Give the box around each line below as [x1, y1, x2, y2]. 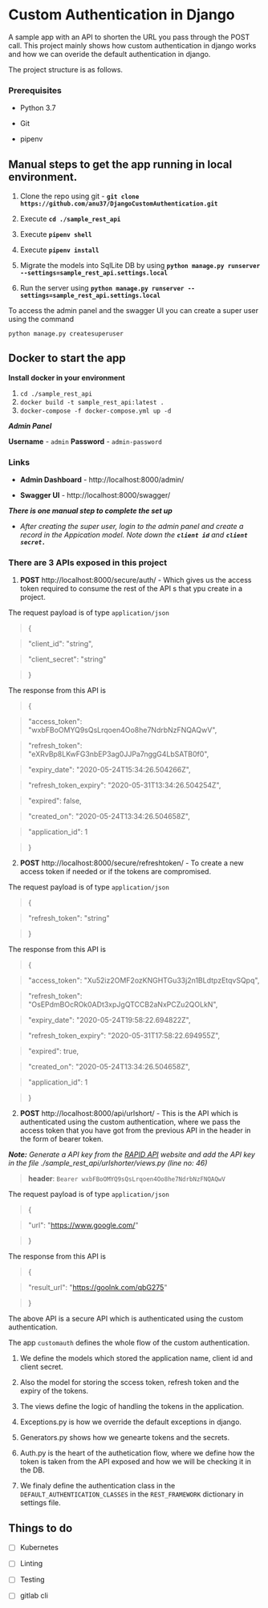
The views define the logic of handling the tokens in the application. [19, 1402, 245, 1411]
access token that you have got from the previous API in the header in [19, 1126, 251, 1135]
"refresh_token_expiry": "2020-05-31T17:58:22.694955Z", [27, 1031, 221, 1040]
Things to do [8, 1521, 73, 1535]
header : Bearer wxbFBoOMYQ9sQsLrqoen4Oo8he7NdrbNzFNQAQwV [27, 1174, 226, 1183]
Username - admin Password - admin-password [8, 436, 163, 446]
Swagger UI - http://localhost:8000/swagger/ [19, 491, 171, 500]
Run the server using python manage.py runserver [19, 283, 185, 293]
